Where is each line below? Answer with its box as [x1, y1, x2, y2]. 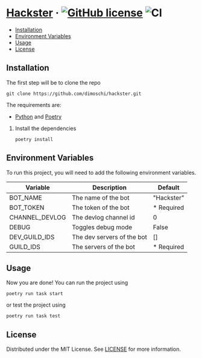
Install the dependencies [14, 125, 77, 132]
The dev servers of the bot [72, 233, 148, 241]
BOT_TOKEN [9, 203, 45, 212]
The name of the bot [72, 194, 130, 202]
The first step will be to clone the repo [6, 79, 101, 86]
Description [92, 183, 127, 192]
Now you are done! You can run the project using [6, 279, 128, 287]
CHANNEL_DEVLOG [9, 213, 66, 221]
